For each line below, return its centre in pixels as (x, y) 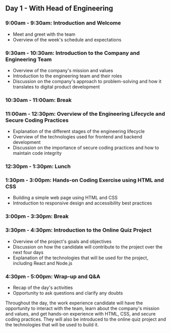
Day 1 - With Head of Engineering (59, 8)
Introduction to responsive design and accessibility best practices (82, 203)
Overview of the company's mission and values (63, 70)
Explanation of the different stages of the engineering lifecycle (79, 131)
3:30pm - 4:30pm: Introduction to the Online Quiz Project (78, 230)
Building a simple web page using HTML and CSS (65, 198)
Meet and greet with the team (44, 34)
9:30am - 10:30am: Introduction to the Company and (73, 53)
